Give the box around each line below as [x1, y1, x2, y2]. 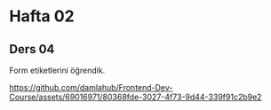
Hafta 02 [9, 6, 76, 27]
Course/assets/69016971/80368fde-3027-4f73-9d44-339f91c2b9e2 [9, 91, 262, 102]
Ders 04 [9, 42, 55, 57]
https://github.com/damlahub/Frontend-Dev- [9, 82, 173, 92]
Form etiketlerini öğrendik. [9, 65, 106, 75]
